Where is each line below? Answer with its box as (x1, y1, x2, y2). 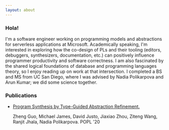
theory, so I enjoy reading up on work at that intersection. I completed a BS (5, 68, 162, 74)
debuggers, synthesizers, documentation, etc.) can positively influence (5, 52, 154, 58)
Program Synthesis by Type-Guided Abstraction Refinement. (12, 103, 140, 110)
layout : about (5, 7, 36, 13)
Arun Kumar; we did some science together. (5, 79, 98, 85)
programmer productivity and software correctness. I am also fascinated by (5, 57, 164, 64)
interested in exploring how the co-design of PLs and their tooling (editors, (5, 46, 162, 53)
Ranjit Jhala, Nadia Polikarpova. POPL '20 (12, 119, 100, 125)
